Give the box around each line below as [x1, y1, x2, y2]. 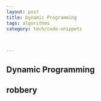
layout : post [6, 8, 39, 15]
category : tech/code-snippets [6, 25, 83, 32]
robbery [6, 85, 37, 95]
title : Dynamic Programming [6, 15, 77, 21]
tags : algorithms [6, 20, 50, 26]
